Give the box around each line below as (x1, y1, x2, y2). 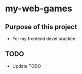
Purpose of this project (5, 23, 78, 31)
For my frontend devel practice (12, 36, 76, 41)
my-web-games (5, 3, 73, 14)
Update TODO (12, 63, 41, 69)
